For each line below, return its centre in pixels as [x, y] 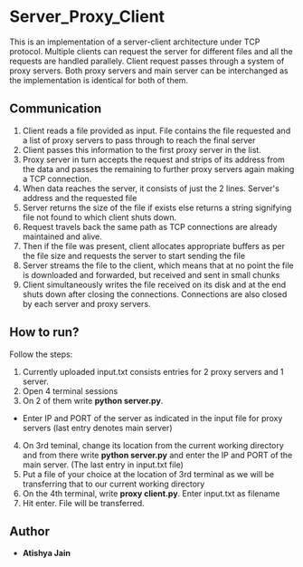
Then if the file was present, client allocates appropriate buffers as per [153, 245]
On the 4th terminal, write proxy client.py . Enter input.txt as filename [151, 493]
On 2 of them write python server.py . [93, 400]
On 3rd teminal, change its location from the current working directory [153, 445]
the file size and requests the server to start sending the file [134, 255]
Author [29, 531]
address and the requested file [80, 197]
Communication [56, 109]
